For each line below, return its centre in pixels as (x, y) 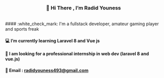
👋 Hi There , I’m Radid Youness (83, 8)
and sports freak (22, 29)
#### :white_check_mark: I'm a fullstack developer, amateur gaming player (82, 24)
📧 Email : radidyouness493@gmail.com (47, 71)
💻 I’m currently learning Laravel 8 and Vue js (53, 40)
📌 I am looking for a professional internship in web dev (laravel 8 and (77, 54)
